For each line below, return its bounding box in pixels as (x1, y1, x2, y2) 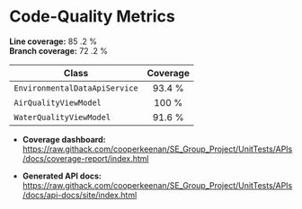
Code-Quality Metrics (9, 6, 175, 27)
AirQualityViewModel (13, 97, 102, 108)
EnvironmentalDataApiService (13, 83, 138, 93)
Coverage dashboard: (22, 134, 106, 144)
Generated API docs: (22, 170, 102, 181)
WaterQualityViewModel (13, 112, 111, 122)
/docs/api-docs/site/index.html (22, 189, 138, 200)
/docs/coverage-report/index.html (22, 152, 149, 163)
